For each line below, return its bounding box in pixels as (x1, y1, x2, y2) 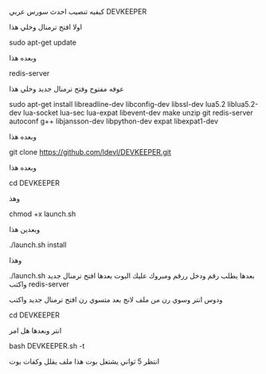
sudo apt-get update (9, 37, 76, 47)
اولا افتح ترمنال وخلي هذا (9, 22, 83, 31)
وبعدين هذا (9, 225, 41, 234)
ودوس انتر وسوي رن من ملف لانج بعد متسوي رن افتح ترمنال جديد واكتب (9, 295, 223, 304)
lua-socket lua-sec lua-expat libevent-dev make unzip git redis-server (23, 108, 253, 117)
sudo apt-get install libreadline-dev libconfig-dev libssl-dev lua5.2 (9, 100, 226, 108)
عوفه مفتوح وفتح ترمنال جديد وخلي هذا (9, 84, 124, 93)
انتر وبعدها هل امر (9, 326, 62, 335)
